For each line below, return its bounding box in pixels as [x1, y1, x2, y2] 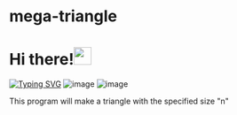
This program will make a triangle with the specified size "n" [9, 96, 229, 107]
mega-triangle [9, 6, 118, 27]
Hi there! [9, 50, 75, 70]
